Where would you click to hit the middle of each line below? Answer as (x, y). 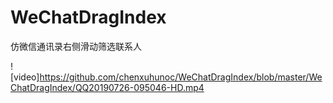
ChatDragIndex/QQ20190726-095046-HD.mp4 (107, 87)
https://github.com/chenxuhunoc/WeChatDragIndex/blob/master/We (181, 77)
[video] (25, 77)
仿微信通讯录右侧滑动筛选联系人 (76, 46)
